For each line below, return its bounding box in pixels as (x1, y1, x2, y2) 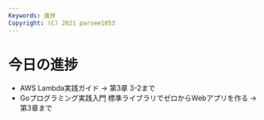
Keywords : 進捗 (8, 11, 56, 20)
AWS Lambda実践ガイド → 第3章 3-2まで (19, 83, 156, 93)
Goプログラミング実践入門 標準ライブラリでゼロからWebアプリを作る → (19, 93, 257, 103)
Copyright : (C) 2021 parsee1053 (8, 19, 115, 27)
